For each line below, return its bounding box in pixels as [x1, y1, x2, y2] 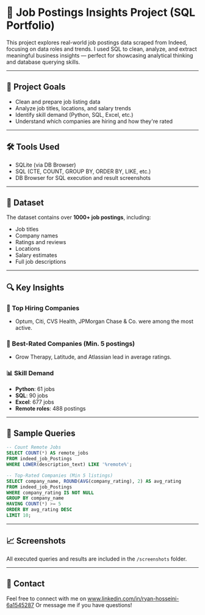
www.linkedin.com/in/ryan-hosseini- [87, 595, 179, 602]
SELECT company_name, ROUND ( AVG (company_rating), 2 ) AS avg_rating [6, 478, 182, 484]
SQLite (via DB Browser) [15, 161, 76, 168]
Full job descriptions [15, 258, 67, 266]
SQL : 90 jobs [15, 392, 48, 399]
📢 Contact [6, 578, 45, 589]
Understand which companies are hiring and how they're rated [15, 117, 173, 125]
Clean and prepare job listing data [15, 98, 101, 105]
